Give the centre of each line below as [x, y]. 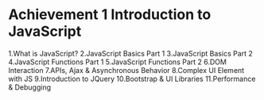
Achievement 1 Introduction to [110, 15]
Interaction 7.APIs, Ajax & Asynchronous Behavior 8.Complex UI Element [126, 70]
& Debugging [30, 87]
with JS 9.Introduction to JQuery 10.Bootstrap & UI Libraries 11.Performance [132, 79]
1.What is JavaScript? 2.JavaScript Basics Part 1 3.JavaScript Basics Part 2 [130, 53]
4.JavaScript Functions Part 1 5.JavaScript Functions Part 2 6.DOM [117, 62]
